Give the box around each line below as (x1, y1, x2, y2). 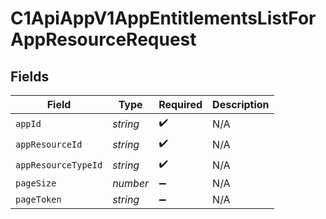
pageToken (15, 194, 62, 205)
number (112, 177, 150, 190)
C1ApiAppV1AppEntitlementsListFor (10, 7, 317, 30)
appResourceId (15, 138, 83, 150)
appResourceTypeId (15, 159, 103, 171)
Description (212, 98, 270, 111)
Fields (10, 68, 50, 85)
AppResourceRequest (10, 28, 197, 51)
